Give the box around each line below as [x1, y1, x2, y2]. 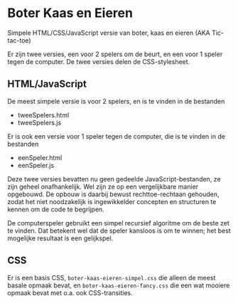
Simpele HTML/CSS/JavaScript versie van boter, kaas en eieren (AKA [7, 28, 211, 37]
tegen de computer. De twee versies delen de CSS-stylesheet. [7, 57, 190, 65]
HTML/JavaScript [7, 78, 87, 90]
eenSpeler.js [17, 161, 55, 169]
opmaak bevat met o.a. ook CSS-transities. [7, 288, 133, 297]
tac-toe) [7, 36, 31, 44]
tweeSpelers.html [17, 110, 70, 119]
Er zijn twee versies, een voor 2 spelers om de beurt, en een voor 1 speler [7, 50, 223, 58]
